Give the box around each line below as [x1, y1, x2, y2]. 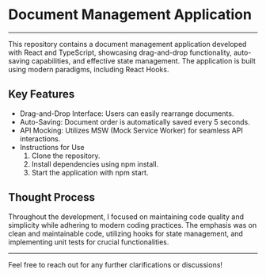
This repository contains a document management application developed [8, 39, 247, 48]
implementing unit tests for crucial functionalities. [8, 237, 169, 247]
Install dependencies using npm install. [31, 159, 159, 168]
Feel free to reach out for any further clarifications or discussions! [8, 260, 223, 269]
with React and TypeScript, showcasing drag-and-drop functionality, [8, 48, 232, 57]
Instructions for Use [19, 142, 85, 152]
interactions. [19, 133, 61, 144]
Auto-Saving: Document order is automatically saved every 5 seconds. [19, 117, 251, 126]
